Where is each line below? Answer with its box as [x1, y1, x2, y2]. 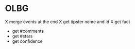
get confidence [12, 38, 43, 44]
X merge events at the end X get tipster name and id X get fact [5, 19, 130, 24]
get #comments [12, 28, 44, 34]
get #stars [12, 33, 33, 39]
